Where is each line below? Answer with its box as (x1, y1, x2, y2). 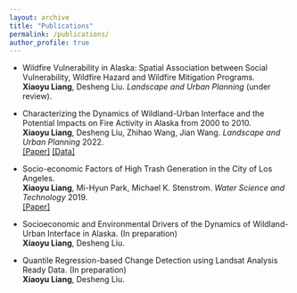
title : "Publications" (9, 21, 94, 30)
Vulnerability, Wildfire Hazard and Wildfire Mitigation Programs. (21, 72, 256, 83)
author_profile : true (9, 38, 90, 47)
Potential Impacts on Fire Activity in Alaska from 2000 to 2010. (21, 118, 252, 129)
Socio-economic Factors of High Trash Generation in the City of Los (21, 163, 273, 174)
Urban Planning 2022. (21, 137, 104, 147)
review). (21, 91, 53, 102)
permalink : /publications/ (9, 29, 110, 38)
